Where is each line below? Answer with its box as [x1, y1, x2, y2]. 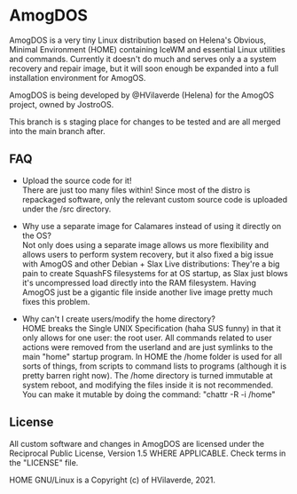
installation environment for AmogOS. [9, 72, 146, 83]
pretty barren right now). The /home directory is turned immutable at [21, 370, 273, 380]
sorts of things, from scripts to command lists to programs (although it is [21, 361, 287, 371]
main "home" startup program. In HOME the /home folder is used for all [21, 351, 282, 362]
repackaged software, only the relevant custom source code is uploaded [21, 194, 288, 204]
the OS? [21, 230, 51, 241]
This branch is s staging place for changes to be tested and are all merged [9, 116, 281, 127]
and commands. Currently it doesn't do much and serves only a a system [9, 53, 277, 64]
